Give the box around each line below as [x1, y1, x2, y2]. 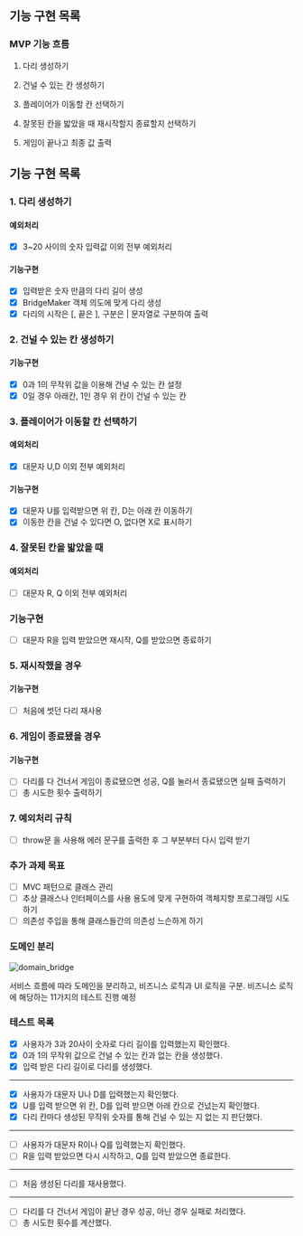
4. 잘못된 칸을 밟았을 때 [9, 542, 104, 554]
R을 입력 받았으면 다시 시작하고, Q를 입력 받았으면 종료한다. [22, 1151, 232, 1162]
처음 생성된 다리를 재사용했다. [22, 1178, 127, 1189]
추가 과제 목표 [9, 859, 66, 872]
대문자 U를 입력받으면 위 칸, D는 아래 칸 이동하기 [22, 505, 193, 516]
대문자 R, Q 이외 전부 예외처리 [22, 587, 128, 599]
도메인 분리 [9, 940, 55, 953]
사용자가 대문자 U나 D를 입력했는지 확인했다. [22, 1089, 179, 1100]
